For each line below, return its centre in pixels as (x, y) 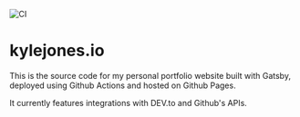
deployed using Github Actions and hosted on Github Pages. (123, 85)
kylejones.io (57, 51)
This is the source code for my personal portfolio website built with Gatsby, (150, 75)
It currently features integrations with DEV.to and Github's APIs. (129, 102)
